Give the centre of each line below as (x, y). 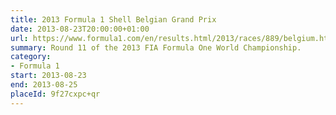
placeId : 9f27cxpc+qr (55, 94)
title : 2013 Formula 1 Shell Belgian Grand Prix (113, 19)
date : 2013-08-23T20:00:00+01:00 (80, 29)
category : (31, 57)
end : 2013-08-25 (44, 85)
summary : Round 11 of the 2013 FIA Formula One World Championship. (156, 47)
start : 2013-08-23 (48, 76)
